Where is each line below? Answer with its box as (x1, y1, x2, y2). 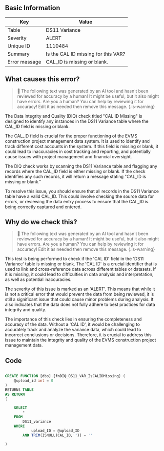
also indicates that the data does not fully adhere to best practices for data (5, 301, 155, 307)
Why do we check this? (5, 218, 77, 226)
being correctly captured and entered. (5, 204, 82, 210)
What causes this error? (5, 75, 80, 84)
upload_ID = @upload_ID (31, 428, 80, 433)
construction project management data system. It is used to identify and (5, 138, 150, 144)
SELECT (14, 406, 27, 410)
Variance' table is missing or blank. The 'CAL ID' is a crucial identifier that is (5, 261, 157, 267)
